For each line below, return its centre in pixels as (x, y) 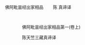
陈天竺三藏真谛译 (39, 37)
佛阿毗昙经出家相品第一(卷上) (51, 27)
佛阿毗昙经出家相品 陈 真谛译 (38, 7)
